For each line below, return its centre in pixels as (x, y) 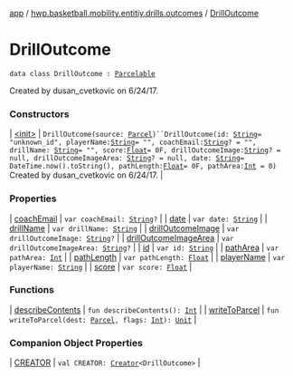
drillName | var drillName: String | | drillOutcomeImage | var (124, 228)
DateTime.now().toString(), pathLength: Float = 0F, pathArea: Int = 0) (143, 167)
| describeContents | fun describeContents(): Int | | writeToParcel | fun (144, 309)
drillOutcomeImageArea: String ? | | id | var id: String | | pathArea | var (144, 247)
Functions (32, 290)
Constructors (39, 114)
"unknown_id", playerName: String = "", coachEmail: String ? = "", (133, 143)
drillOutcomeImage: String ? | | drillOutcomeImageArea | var (122, 237)
